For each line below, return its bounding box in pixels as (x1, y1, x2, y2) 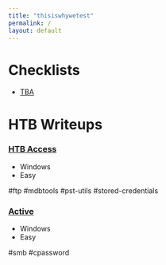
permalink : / (8, 19, 52, 27)
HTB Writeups (8, 115, 103, 133)
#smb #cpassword (8, 248, 70, 258)
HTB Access (8, 144, 57, 155)
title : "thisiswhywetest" (8, 11, 94, 20)
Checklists (8, 61, 81, 79)
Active (8, 205, 34, 216)
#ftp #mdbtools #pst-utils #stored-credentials (8, 185, 159, 196)
